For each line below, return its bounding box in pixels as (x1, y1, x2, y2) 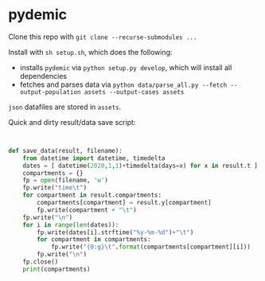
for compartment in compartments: (37, 236, 151, 244)
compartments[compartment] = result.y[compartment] (37, 199, 212, 207)
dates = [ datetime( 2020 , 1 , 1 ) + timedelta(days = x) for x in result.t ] (22, 162, 259, 170)
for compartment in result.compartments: (22, 191, 162, 200)
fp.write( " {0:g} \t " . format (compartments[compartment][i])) (50, 243, 251, 252)
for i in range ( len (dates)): (22, 221, 119, 228)
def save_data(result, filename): (8, 146, 123, 154)
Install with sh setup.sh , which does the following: (8, 47, 173, 57)
